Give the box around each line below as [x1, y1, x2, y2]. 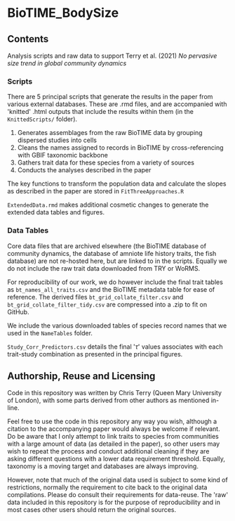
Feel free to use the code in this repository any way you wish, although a [7, 417, 217, 426]
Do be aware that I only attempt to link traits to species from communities [7, 432, 219, 441]
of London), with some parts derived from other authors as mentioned [7, 396, 210, 405]
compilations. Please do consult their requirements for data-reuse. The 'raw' [7, 491, 229, 499]
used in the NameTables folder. [7, 328, 93, 337]
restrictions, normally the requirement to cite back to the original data [7, 483, 208, 491]
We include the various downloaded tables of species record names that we [7, 321, 227, 330]
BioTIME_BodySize [7, 5, 119, 21]
